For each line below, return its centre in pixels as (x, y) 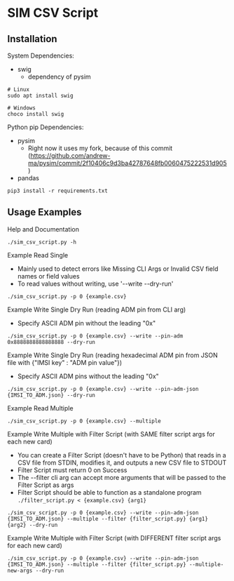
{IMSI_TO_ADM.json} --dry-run (51, 395)
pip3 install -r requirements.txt (58, 191)
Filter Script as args (46, 485)
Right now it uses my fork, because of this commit (100, 148)
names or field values (48, 276)
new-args (20, 570)
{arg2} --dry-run (33, 525)
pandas (28, 178)
